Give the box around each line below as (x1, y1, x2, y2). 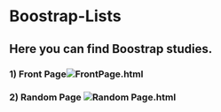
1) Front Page (9, 68, 67, 80)
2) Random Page (9, 91, 82, 103)
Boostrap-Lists (9, 6, 122, 26)
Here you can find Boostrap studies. (9, 41, 213, 56)
